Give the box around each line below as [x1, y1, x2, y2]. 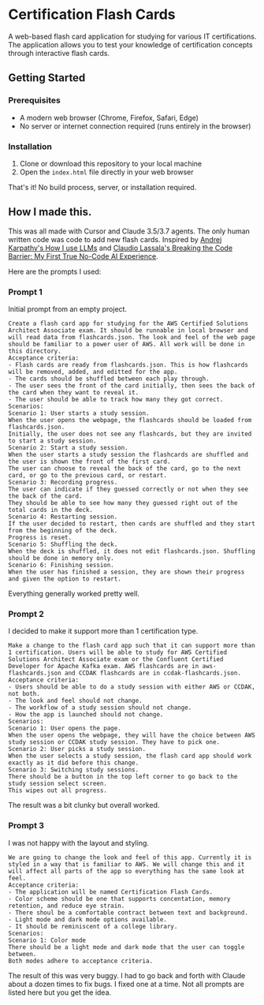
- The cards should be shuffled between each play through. [8, 375, 210, 383]
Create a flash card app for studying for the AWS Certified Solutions [8, 319, 248, 328]
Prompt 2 [8, 608, 45, 619]
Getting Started [8, 71, 86, 84]
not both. [8, 690, 41, 698]
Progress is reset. [8, 534, 73, 542]
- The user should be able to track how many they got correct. [8, 396, 224, 404]
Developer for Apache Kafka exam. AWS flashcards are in [8, 663, 199, 671]
